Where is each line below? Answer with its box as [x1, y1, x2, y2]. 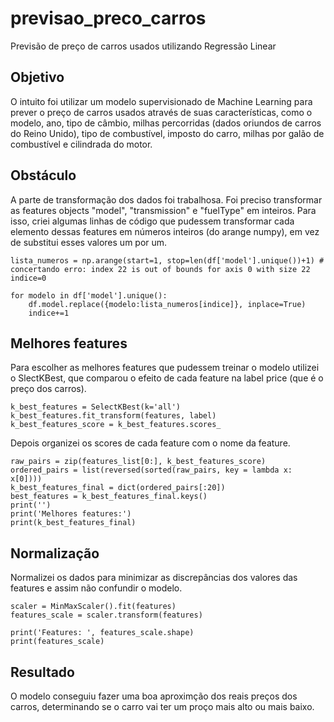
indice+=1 [28, 308, 70, 318]
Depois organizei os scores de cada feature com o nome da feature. [10, 437, 291, 449]
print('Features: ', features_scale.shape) [10, 628, 195, 638]
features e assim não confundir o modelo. [10, 582, 183, 594]
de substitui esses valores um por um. [10, 236, 168, 248]
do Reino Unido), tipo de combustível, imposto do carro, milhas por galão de [10, 127, 325, 139]
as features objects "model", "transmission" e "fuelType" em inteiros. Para [10, 204, 317, 216]
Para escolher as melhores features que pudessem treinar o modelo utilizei [10, 362, 320, 374]
